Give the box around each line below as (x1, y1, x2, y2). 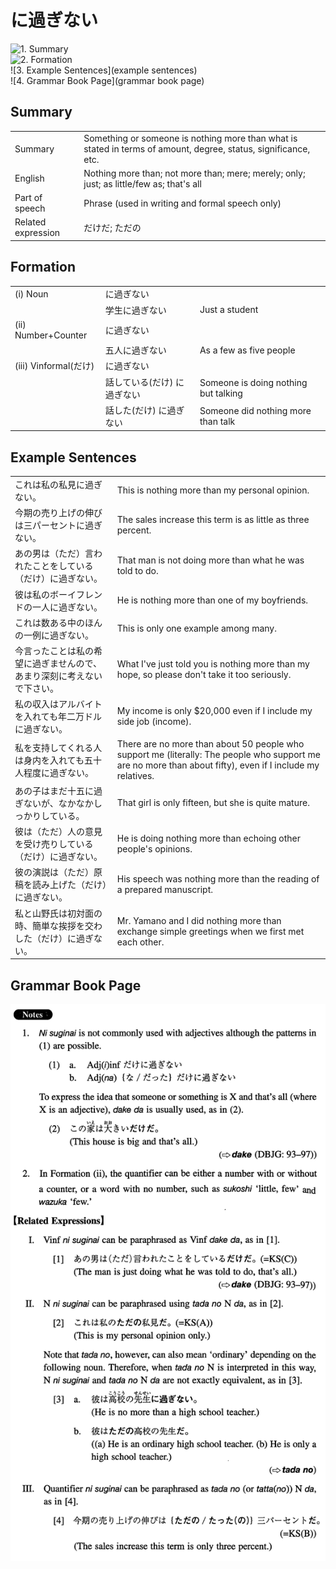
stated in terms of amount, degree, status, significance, (83, 142, 311, 155)
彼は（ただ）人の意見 (14, 826, 103, 838)
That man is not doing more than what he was (116, 554, 305, 566)
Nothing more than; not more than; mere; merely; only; (83, 167, 306, 179)
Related (14, 216, 47, 228)
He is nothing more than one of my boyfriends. (116, 594, 309, 606)
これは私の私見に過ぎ (14, 478, 103, 490)
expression (14, 227, 61, 239)
